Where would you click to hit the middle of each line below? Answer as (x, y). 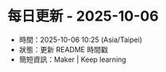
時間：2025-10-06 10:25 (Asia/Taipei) (81, 40)
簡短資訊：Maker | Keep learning (72, 59)
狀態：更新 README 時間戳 (63, 49)
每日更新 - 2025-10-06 (83, 16)
